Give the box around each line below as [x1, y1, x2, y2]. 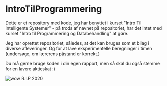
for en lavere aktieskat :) [5, 66, 55, 72]
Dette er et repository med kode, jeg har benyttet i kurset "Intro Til [5, 20, 142, 26]
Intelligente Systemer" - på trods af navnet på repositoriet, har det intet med [5, 25, 162, 31]
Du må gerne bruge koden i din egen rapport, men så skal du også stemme [5, 60, 160, 66]
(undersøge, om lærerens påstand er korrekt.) [5, 51, 100, 57]
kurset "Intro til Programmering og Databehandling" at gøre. [5, 30, 129, 36]
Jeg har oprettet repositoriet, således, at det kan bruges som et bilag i [5, 40, 149, 46]
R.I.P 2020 [21, 75, 43, 81]
